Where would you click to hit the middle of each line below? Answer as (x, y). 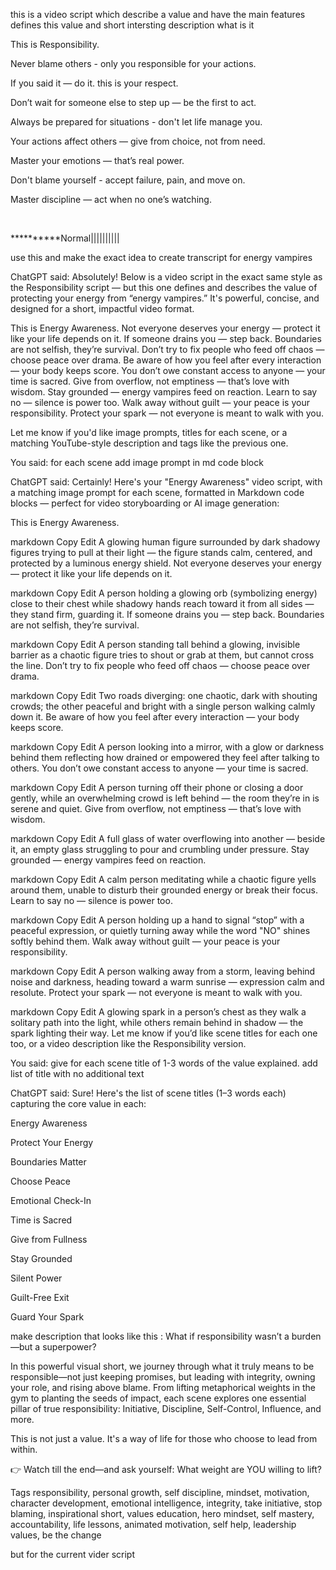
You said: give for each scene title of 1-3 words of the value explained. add (164, 1063)
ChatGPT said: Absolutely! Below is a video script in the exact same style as (166, 277)
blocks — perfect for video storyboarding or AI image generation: (145, 503)
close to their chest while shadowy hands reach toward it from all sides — (162, 603)
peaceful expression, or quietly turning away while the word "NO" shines (160, 930)
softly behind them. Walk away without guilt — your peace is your (145, 941)
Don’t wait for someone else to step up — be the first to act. (133, 102)
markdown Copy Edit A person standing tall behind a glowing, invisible (155, 644)
